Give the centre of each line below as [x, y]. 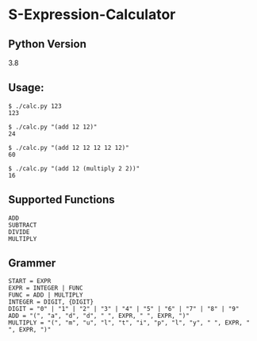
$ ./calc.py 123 [35, 106]
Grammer [32, 263]
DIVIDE [19, 232]
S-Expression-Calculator [92, 15]
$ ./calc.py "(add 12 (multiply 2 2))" [74, 168]
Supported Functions [61, 200]
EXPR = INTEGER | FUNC [46, 288]
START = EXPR [30, 282]
